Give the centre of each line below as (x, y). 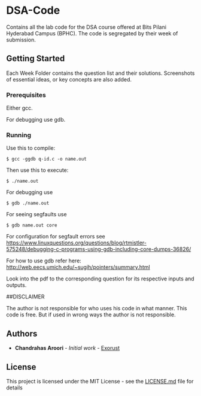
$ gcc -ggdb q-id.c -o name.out (46, 159)
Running (19, 135)
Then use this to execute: (37, 170)
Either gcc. (19, 108)
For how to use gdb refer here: (44, 261)
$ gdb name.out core (32, 225)
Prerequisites (26, 95)
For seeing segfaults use (36, 214)
